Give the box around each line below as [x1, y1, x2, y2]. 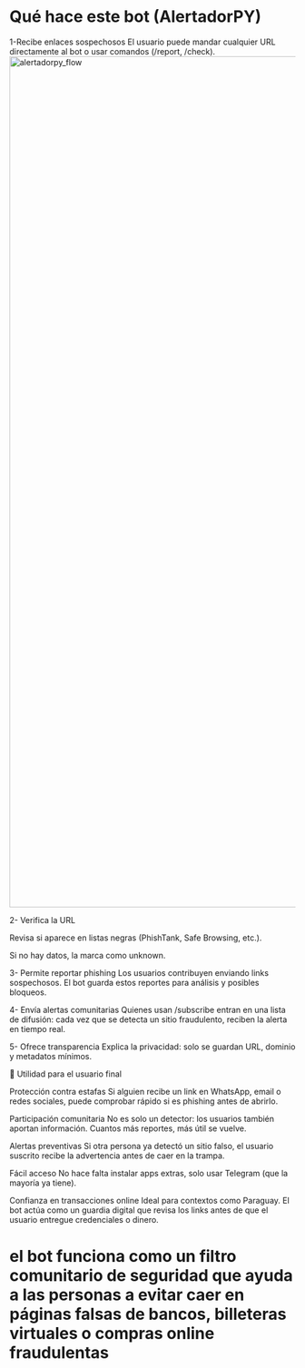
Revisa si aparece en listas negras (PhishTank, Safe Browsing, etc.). [9, 932, 262, 943]
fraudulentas [9, 1343, 109, 1363]
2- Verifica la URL [9, 914, 75, 925]
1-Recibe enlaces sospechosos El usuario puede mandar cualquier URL [9, 36, 276, 47]
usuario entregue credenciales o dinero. [9, 1214, 159, 1225]
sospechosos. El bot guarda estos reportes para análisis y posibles [9, 977, 260, 988]
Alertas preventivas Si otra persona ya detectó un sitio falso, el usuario [9, 1140, 274, 1151]
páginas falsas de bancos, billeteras [9, 1304, 287, 1324]
